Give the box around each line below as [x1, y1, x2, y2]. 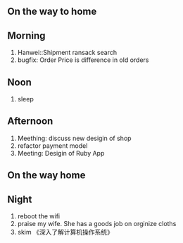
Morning [7, 30, 46, 42]
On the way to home [7, 6, 97, 18]
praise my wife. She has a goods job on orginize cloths [17, 220, 177, 228]
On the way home [7, 169, 86, 182]
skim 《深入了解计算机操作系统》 [17, 228, 114, 237]
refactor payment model [17, 141, 88, 150]
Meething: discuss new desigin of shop [17, 134, 132, 142]
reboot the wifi [17, 212, 61, 220]
